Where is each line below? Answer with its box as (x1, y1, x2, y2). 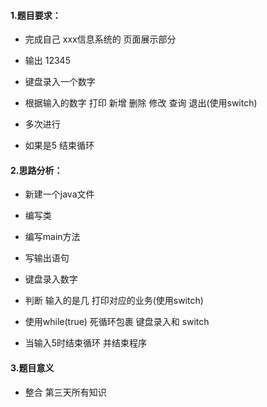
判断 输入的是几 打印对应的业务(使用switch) (24, 295, 204, 307)
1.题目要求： (10, 9, 62, 21)
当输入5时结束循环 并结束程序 (24, 337, 148, 349)
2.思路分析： (10, 164, 63, 176)
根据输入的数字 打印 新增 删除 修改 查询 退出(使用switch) (24, 97, 258, 109)
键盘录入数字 (24, 273, 78, 285)
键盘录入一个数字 (24, 76, 96, 88)
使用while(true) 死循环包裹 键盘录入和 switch (24, 316, 210, 328)
